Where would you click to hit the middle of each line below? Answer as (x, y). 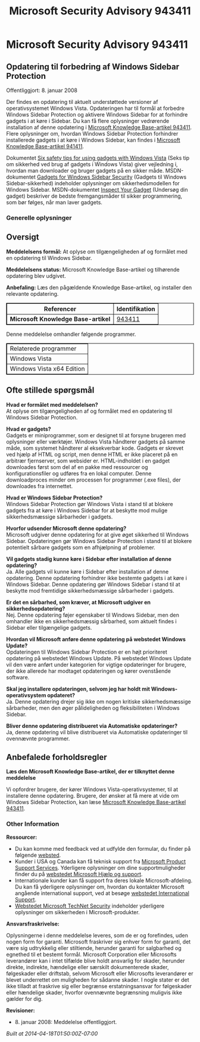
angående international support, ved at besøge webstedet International (102, 893)
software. (18, 677)
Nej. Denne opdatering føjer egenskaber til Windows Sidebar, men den (93, 615)
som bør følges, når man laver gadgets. (54, 202)
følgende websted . (38, 855)
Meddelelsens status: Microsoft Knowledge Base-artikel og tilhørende (93, 269)
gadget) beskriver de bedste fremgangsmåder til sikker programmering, (94, 196)
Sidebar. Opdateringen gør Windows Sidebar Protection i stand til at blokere (99, 541)
